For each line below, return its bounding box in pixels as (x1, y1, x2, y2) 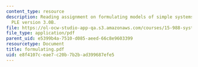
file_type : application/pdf (6, 30, 75, 36)
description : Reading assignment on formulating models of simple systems (6, 14, 194, 20)
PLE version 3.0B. (11, 19, 57, 25)
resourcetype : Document (6, 41, 65, 47)
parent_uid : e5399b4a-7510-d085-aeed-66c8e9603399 (6, 36, 133, 41)
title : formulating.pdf (6, 47, 65, 52)
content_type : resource (6, 8, 65, 15)
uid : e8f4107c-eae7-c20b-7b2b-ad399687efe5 (6, 52, 115, 58)
